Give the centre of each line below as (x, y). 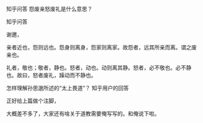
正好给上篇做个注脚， (33, 101)
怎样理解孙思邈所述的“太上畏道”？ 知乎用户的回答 (68, 88)
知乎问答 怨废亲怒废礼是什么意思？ (49, 9)
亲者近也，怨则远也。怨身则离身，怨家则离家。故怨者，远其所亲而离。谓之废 (101, 47)
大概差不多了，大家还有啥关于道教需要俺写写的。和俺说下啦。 (83, 114)
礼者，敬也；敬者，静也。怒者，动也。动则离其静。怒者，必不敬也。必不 (96, 68)
